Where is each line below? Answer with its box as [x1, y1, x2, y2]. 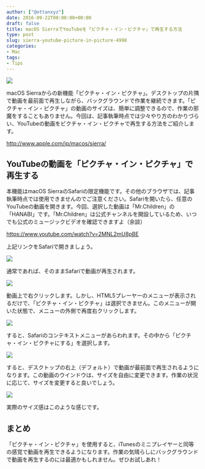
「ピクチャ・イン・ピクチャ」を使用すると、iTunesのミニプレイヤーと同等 [6, 441, 195, 448]
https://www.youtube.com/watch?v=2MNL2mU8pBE [6, 231, 139, 238]
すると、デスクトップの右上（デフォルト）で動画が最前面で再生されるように [6, 364, 199, 371]
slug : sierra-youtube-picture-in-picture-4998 [6, 37, 127, 43]
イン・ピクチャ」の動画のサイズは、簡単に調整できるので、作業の [27, 105, 194, 112]
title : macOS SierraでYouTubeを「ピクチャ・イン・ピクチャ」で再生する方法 [6, 26, 182, 32]
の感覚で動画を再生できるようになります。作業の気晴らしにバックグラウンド [6, 448, 199, 456]
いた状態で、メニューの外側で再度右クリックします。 [6, 307, 140, 315]
